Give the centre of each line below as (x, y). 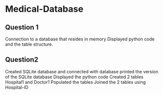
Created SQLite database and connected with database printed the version (82, 71)
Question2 (22, 60)
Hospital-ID (17, 87)
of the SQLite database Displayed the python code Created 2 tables (74, 77)
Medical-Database (44, 9)
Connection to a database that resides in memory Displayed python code (80, 39)
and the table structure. (29, 44)
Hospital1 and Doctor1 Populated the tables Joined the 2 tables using (75, 82)
